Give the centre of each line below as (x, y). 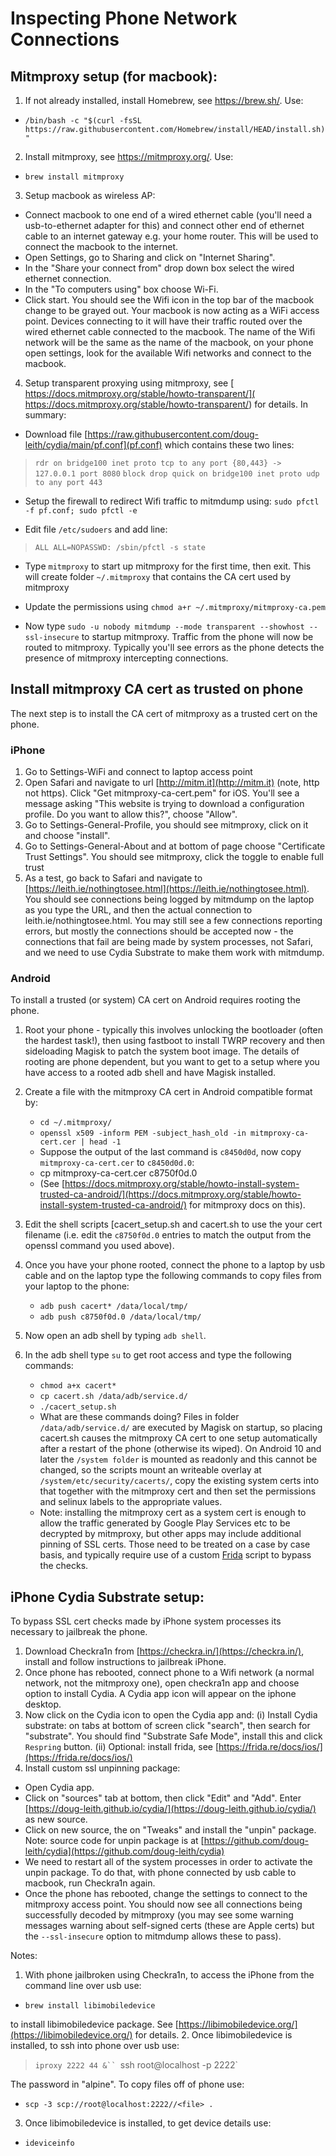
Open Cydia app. (59, 1788)
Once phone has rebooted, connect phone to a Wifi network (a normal (169, 1673)
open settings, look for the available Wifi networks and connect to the (168, 353)
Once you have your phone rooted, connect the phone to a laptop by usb (175, 1265)
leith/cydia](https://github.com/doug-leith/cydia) (124, 1851)
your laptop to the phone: (77, 1286)
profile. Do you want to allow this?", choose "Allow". (131, 814)
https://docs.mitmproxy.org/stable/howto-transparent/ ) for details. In (166, 404)
